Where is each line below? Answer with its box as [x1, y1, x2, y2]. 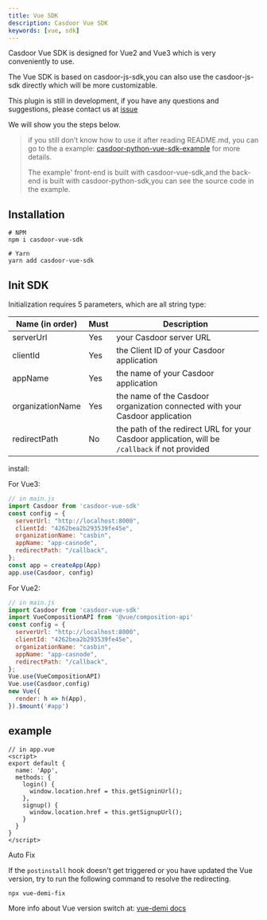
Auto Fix [8, 850, 36, 859]
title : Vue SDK [8, 11, 59, 20]
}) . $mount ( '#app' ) [8, 702, 69, 710]
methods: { [15, 773, 52, 781]
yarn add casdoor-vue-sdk [8, 256, 94, 265]
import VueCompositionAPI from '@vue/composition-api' [8, 613, 194, 621]
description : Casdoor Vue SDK [8, 19, 109, 27]
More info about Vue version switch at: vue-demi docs [8, 903, 187, 913]
